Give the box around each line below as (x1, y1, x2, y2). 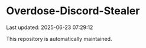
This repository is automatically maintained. (6, 35, 112, 42)
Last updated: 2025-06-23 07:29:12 (6, 24, 93, 31)
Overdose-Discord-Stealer (6, 4, 140, 18)
